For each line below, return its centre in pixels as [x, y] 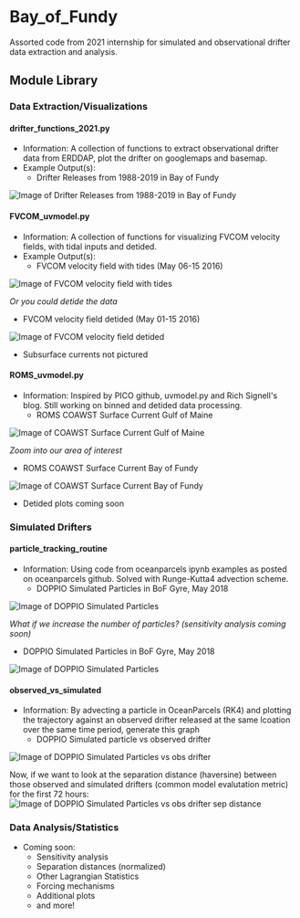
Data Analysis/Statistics [64, 828]
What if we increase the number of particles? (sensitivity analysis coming [148, 624]
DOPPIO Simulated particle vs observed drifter [124, 739]
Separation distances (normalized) [101, 867]
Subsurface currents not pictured [85, 354]
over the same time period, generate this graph [111, 730]
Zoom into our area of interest [66, 450]
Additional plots [66, 896]
